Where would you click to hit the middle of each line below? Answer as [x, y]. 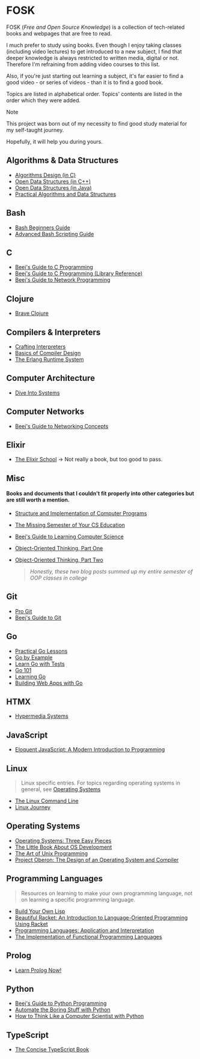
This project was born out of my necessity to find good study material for [97, 123]
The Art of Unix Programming [51, 853]
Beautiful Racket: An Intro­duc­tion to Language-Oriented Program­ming [101, 917]
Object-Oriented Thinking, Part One [59, 548]
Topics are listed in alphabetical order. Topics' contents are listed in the [94, 94]
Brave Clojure [32, 314]
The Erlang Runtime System [49, 359]
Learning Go [30, 676]
